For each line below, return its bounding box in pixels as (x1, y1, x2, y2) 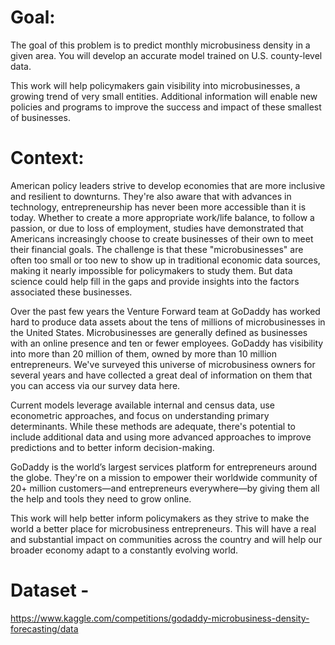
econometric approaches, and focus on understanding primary (10, 409, 270, 421)
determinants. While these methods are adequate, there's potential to (10, 420, 296, 432)
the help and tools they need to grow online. (10, 492, 192, 505)
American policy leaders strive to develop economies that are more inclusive (10, 179, 326, 191)
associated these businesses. (10, 286, 133, 298)
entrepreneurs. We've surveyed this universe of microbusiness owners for (10, 358, 316, 370)
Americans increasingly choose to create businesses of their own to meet (10, 232, 314, 245)
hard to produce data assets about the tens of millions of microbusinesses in (10, 316, 326, 328)
